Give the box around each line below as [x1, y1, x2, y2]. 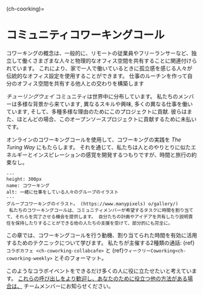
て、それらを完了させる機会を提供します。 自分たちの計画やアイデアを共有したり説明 [6, 214, 189, 220]
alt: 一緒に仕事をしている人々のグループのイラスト [6, 189, 119, 195]
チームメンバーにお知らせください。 [23, 282, 114, 290]
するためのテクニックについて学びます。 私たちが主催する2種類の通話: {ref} [6, 239, 195, 246]
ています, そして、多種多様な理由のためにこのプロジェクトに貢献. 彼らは [6, 107, 187, 115]
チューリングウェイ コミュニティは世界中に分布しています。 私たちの [6, 92, 179, 100]
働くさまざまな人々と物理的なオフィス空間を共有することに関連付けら [22, 57, 198, 64]
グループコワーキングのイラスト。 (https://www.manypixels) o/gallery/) [6, 200, 179, 207]
